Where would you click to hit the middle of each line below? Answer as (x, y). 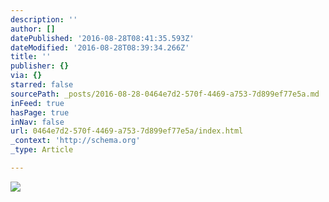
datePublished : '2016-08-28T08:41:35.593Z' (102, 38)
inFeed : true (37, 103)
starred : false (42, 85)
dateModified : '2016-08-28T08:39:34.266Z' (100, 47)
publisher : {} (40, 66)
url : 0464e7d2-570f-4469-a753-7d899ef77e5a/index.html (127, 131)
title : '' (31, 57)
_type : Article (42, 150)
